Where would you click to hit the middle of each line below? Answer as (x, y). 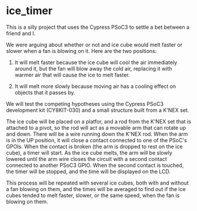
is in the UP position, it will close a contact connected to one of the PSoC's (96, 140)
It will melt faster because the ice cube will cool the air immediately (96, 62)
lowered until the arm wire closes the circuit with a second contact (87, 159)
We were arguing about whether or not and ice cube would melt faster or (94, 45)
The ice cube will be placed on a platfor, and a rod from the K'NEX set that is (98, 121)
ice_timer (29, 11)
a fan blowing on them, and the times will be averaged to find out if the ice (96, 189)
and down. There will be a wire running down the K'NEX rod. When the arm (97, 134)
